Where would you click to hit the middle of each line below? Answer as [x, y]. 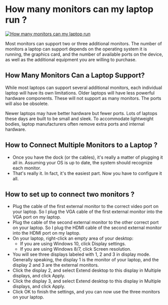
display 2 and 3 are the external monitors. [56, 265]
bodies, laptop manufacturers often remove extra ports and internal [75, 124]
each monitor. [27, 168]
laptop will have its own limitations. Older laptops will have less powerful [80, 93]
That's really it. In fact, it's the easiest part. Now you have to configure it [87, 173]
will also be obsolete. [27, 104]
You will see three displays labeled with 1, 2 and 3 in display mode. [81, 254]
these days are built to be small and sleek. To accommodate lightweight [79, 119]
